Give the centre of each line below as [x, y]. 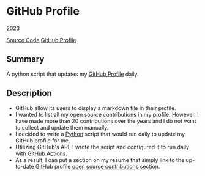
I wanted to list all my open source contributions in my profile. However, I [107, 114]
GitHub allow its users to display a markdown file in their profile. [95, 108]
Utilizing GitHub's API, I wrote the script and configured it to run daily [102, 147]
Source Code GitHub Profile [41, 40]
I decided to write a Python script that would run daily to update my [100, 134]
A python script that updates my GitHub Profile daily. [73, 74]
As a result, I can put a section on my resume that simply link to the [100, 159]
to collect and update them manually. [62, 127]
